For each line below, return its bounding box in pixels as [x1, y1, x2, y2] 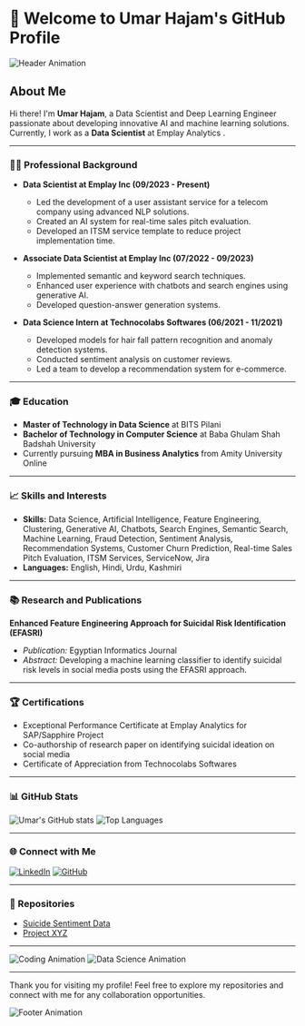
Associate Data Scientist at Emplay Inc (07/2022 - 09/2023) [22, 253, 254, 264]
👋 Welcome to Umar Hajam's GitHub [9, 8, 286, 29]
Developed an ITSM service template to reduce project [35, 226, 241, 237]
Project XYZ [22, 928, 68, 939]
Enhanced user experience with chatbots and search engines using [35, 281, 289, 291]
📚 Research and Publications [9, 594, 143, 607]
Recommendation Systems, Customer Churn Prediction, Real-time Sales [22, 542, 293, 553]
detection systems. [35, 344, 108, 355]
